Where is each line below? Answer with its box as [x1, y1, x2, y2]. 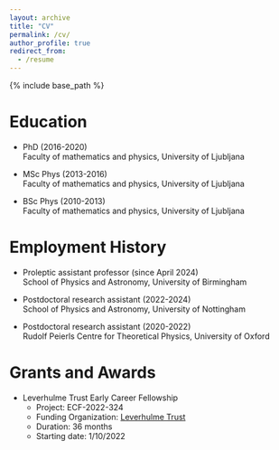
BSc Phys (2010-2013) [22, 195, 106, 206]
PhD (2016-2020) [22, 141, 88, 152]
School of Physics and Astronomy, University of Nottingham [22, 304, 246, 314]
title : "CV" [9, 22, 54, 31]
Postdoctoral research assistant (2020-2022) [22, 321, 191, 332]
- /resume [17, 55, 54, 64]
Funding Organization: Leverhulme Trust [35, 411, 186, 422]
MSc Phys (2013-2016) [22, 168, 108, 179]
